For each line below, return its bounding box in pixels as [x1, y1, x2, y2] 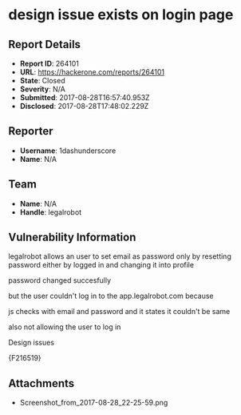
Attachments [8, 377, 75, 390]
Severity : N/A [19, 84, 65, 94]
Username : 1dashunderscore [19, 146, 117, 155]
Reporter [8, 124, 53, 138]
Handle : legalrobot [19, 207, 82, 217]
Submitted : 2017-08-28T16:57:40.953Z [19, 93, 150, 102]
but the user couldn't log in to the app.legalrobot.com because [8, 291, 214, 301]
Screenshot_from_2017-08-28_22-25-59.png [19, 398, 168, 408]
